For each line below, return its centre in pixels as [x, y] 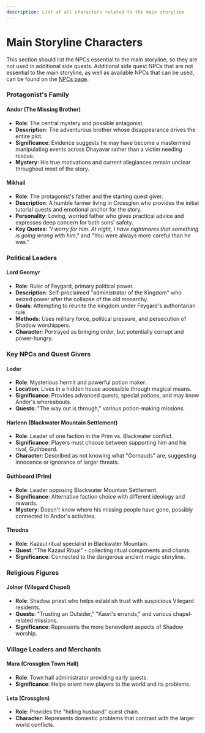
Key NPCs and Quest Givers [48, 354]
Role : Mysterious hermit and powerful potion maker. [81, 382]
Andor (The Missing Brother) [44, 109]
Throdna [17, 530]
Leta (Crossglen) [28, 698]
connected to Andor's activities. [55, 516]
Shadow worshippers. [43, 325]
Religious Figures [33, 572]
